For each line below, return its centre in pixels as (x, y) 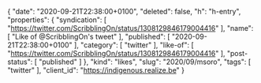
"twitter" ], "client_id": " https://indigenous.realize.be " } (96, 70)
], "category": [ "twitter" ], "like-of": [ (134, 45)
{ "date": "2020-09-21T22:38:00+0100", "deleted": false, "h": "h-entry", (124, 11)
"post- (237, 53)
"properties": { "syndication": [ (57, 20)
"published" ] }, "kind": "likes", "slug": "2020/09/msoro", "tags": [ (145, 62)
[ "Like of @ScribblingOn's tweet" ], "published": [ (89, 36)
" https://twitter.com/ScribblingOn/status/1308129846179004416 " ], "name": (130, 28)
